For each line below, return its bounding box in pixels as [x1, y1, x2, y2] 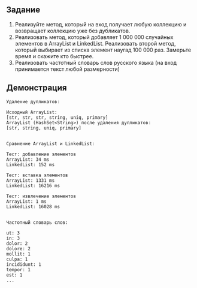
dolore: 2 [6, 245, 31, 251]
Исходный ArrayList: [6, 109, 58, 115]
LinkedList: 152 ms [6, 161, 55, 167]
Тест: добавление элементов [6, 151, 77, 157]
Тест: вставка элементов [6, 172, 68, 178]
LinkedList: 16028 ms [6, 203, 60, 209]
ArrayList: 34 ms [6, 156, 50, 163]
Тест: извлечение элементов [6, 193, 77, 199]
